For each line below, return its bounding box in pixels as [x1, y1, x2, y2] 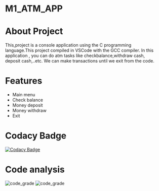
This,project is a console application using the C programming [5, 42, 132, 48]
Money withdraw [12, 108, 47, 114]
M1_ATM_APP [5, 3, 63, 14]
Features [5, 75, 42, 87]
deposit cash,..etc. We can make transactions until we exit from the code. [5, 58, 155, 64]
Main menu [12, 92, 36, 98]
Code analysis [5, 164, 65, 175]
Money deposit [12, 102, 43, 108]
